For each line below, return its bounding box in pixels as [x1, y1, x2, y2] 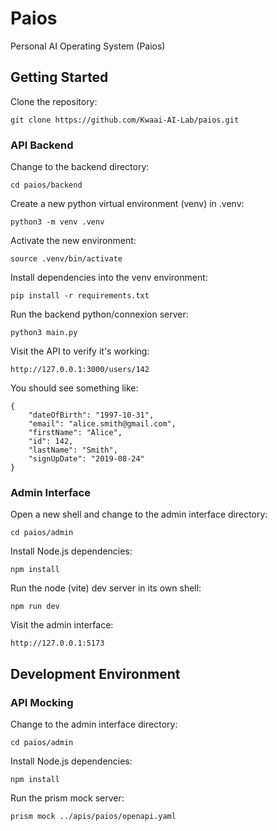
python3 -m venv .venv [10, 217, 105, 227]
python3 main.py [10, 328, 78, 338]
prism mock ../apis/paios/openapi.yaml [10, 812, 177, 822]
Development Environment [10, 665, 181, 682]
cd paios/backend [10, 180, 83, 191]
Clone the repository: [10, 95, 98, 107]
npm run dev [10, 602, 60, 612]
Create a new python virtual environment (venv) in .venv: [10, 198, 245, 210]
